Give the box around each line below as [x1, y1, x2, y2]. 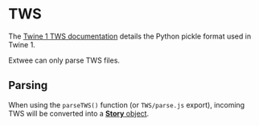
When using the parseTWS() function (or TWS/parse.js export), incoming [8, 100, 245, 109]
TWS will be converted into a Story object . [8, 108, 150, 118]
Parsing [8, 79, 48, 92]
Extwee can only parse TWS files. [8, 55, 121, 65]
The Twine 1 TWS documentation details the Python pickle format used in [8, 31, 252, 41]
